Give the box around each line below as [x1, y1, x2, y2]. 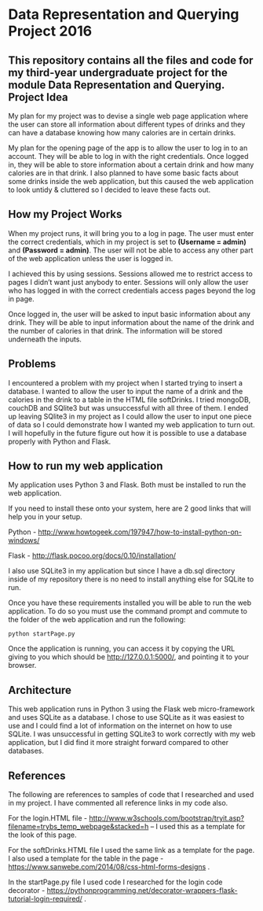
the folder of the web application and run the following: [8, 615, 186, 625]
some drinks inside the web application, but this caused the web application [8, 177, 254, 186]
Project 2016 [8, 22, 93, 40]
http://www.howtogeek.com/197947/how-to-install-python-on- [38, 527, 242, 537]
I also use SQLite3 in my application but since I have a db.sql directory [8, 566, 236, 576]
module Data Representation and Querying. [8, 78, 225, 91]
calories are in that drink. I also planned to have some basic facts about [8, 168, 239, 178]
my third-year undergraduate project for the [8, 65, 228, 79]
